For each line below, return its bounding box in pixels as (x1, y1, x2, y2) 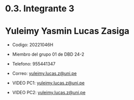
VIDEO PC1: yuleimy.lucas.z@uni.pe (12, 80, 85, 86)
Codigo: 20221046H (12, 42, 54, 48)
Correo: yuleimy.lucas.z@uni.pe (12, 70, 77, 76)
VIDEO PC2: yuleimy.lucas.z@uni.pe (12, 90, 86, 96)
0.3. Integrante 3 (5, 3, 75, 14)
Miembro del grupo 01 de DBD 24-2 (12, 51, 84, 57)
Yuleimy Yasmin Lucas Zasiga (5, 26, 130, 37)
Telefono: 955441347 (12, 61, 55, 67)
